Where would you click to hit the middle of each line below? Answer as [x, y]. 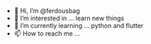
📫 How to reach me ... [47, 34]
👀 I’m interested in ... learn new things [69, 18]
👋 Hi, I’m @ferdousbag [47, 11]
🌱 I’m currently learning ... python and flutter [79, 25]
